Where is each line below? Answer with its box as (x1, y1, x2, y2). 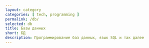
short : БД (5, 30, 26, 35)
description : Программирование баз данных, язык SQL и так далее (5, 35, 144, 40)
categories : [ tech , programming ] (5, 12, 79, 17)
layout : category (5, 7, 41, 12)
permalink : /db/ (5, 16, 39, 21)
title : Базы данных (5, 26, 46, 31)
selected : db (5, 21, 32, 26)
